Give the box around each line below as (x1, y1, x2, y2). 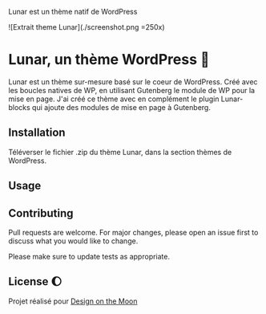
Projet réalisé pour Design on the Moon (8, 296, 138, 306)
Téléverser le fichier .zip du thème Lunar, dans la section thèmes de (8, 147, 232, 157)
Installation (8, 126, 66, 140)
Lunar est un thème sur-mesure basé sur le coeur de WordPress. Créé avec (8, 76, 258, 87)
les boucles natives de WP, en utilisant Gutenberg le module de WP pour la (8, 85, 255, 95)
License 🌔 (8, 275, 62, 288)
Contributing (8, 206, 74, 220)
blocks (8, 102, 30, 112)
